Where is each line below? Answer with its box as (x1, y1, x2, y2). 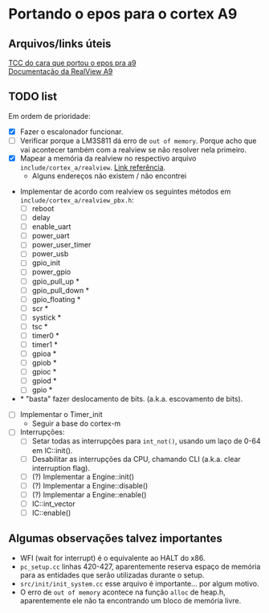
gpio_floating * (31, 294, 81, 304)
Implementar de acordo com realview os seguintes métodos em (19, 186, 231, 196)
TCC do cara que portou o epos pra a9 (8, 58, 137, 67)
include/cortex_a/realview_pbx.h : (19, 195, 134, 205)
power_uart (31, 231, 70, 241)
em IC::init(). (31, 445, 73, 455)
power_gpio (31, 267, 71, 277)
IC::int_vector (31, 499, 76, 509)
